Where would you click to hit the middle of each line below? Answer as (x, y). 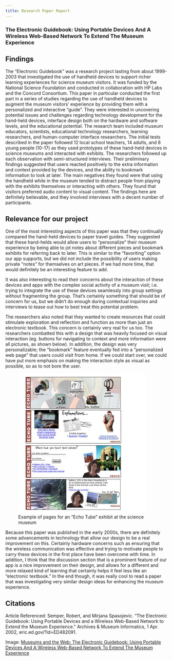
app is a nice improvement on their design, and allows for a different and (82, 565)
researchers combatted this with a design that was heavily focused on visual (86, 333)
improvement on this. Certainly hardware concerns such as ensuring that (83, 544)
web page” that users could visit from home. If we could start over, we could (86, 355)
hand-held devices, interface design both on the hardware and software (81, 120)
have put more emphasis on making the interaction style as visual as (78, 361)
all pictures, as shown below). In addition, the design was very (71, 344)
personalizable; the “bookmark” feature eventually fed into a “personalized (84, 350)
